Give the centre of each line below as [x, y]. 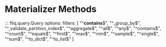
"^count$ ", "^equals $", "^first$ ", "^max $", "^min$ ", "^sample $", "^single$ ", [82, 33]
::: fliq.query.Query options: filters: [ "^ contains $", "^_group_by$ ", [73, 23]
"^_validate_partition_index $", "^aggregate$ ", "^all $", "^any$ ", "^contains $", [83, 28]
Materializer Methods [51, 9]
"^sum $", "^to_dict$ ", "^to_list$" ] [39, 39]
